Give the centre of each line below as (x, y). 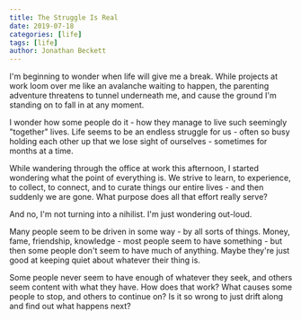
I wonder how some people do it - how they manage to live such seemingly (148, 123)
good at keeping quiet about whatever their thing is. (105, 260)
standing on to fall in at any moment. (77, 105)
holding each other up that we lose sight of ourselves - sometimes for (138, 142)
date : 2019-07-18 (42, 26)
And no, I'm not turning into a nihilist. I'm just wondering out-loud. (131, 214)
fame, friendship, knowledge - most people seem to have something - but (146, 241)
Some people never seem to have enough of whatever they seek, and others (151, 278)
